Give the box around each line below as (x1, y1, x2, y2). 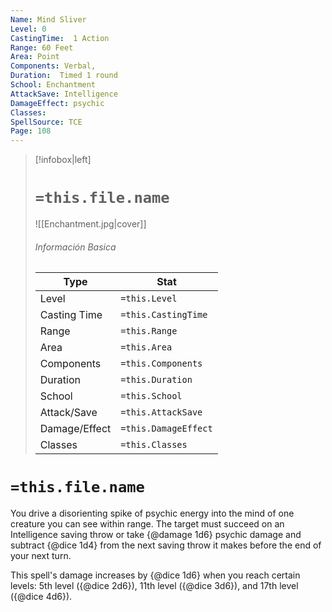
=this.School (120, 391, 183, 402)
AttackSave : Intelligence (10, 89, 118, 99)
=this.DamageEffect (120, 423, 213, 435)
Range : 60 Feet (10, 42, 74, 53)
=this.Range (120, 326, 178, 337)
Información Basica (34, 241, 117, 253)
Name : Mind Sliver (10, 14, 87, 25)
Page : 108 (10, 126, 52, 136)
